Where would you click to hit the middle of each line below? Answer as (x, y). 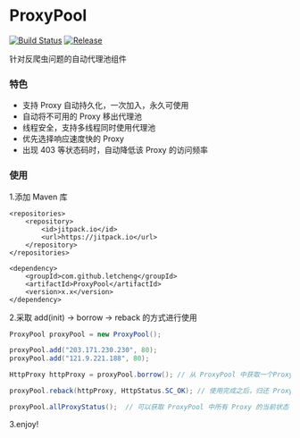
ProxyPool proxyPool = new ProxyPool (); (86, 334)
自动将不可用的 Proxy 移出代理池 (82, 116)
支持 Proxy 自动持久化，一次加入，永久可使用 (105, 105)
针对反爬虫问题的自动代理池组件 (68, 58)
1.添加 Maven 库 (38, 197)
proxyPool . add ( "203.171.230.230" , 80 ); (83, 350)
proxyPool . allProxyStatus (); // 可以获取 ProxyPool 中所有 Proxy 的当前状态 (149, 407)
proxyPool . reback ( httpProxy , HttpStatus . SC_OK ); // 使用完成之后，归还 (139, 391)
